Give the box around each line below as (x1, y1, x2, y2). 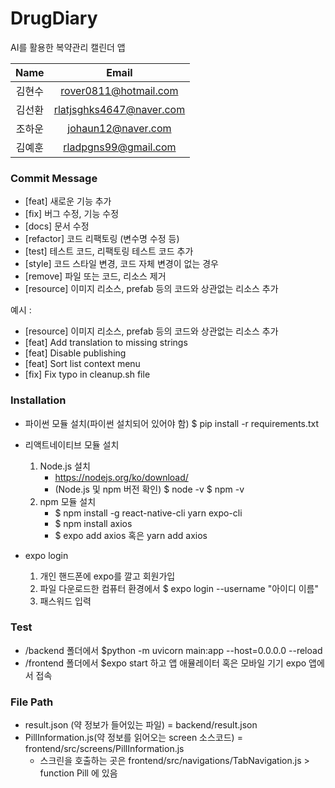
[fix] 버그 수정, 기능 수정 (24, 208, 120, 220)
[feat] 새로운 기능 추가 (24, 195, 112, 207)
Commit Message (10, 171, 98, 185)
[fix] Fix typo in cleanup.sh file (24, 368, 151, 381)
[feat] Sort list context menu (24, 358, 141, 370)
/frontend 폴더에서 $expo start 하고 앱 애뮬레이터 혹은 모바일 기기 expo (24, 657, 307, 669)
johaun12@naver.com (67, 121, 172, 135)
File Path (10, 695, 54, 709)
